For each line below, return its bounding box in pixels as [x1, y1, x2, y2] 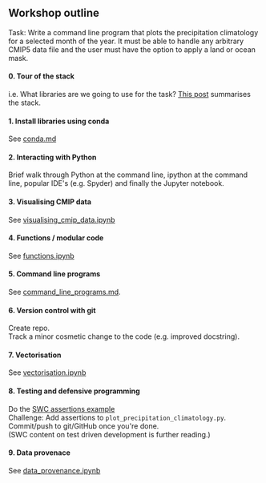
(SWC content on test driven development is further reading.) [8, 429, 211, 439]
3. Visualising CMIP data [8, 197, 92, 207]
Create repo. [8, 324, 50, 333]
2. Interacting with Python [8, 152, 97, 162]
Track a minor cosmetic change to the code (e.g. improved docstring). [8, 332, 240, 341]
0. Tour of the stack [8, 71, 75, 81]
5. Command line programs [8, 269, 101, 279]
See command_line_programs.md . [8, 288, 122, 297]
